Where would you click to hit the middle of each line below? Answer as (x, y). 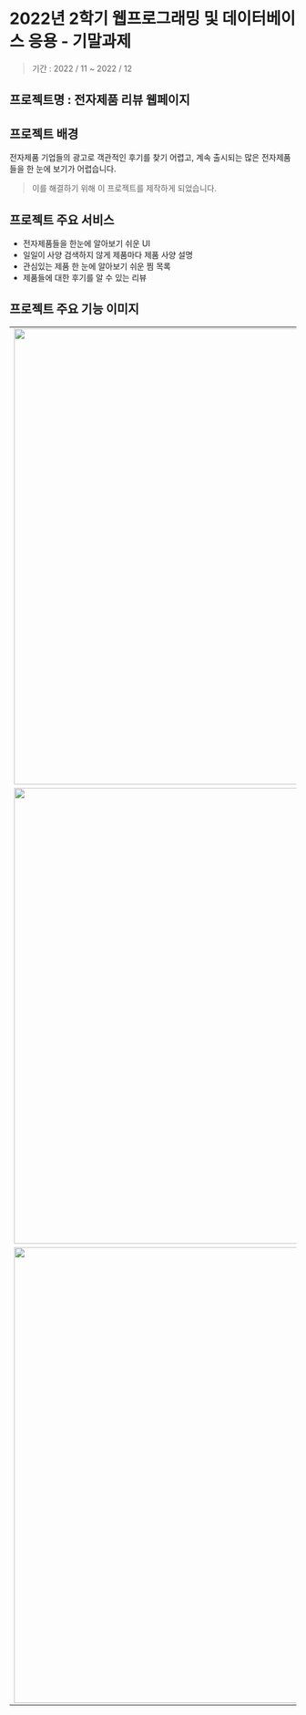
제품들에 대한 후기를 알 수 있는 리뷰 (85, 277)
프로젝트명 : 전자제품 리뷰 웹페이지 (100, 100)
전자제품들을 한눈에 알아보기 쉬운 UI (86, 243)
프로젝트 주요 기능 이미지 (74, 310)
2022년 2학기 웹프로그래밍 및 (114, 19)
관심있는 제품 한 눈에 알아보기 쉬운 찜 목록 (97, 266)
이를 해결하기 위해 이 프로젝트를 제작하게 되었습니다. (124, 189)
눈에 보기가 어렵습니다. (76, 169)
